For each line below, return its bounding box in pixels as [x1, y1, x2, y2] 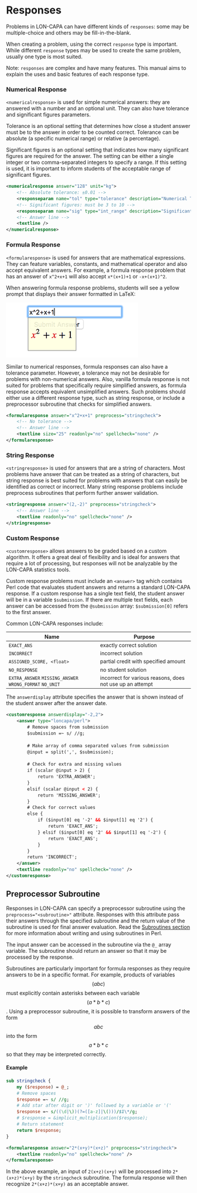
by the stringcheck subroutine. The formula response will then [36, 1174, 187, 1181]
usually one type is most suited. [6, 53, 83, 60]
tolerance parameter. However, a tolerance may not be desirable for [6, 369, 170, 376]
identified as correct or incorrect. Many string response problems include [6, 483, 184, 490]
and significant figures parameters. [6, 111, 91, 118]
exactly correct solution [100, 641, 157, 649]
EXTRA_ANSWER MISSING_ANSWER [8, 675, 79, 681]
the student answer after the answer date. [6, 700, 107, 707]
